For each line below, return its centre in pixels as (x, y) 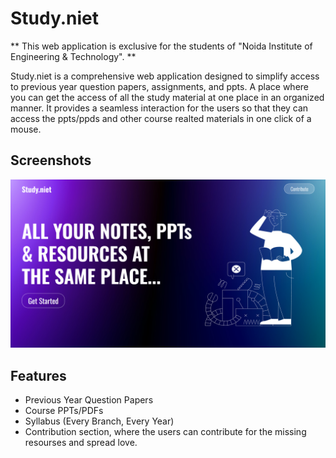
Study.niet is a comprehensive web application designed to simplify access (165, 76)
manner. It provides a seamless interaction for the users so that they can (159, 108)
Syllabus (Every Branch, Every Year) (99, 421)
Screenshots (51, 160)
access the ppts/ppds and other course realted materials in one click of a (161, 118)
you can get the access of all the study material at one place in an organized (167, 97)
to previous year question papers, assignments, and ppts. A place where (160, 86)
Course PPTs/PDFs (64, 411)
